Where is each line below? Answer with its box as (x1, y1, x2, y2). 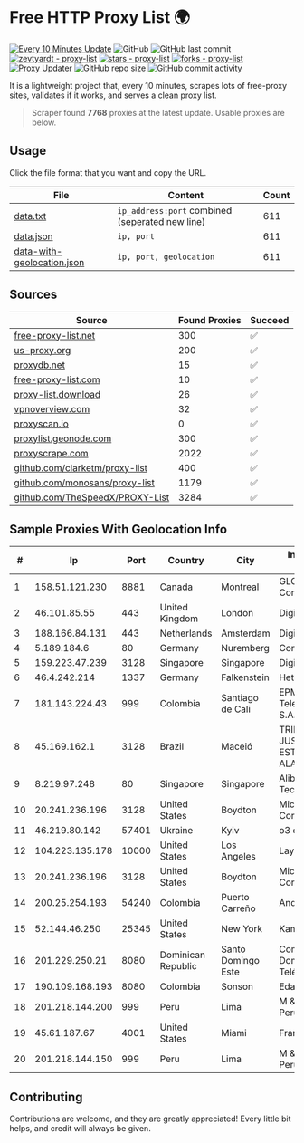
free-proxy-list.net (14, 329, 96, 341)
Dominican (159, 948, 206, 961)
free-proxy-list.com (14, 373, 101, 386)
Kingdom (159, 612, 199, 625)
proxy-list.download (14, 388, 101, 400)
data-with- (14, 245, 63, 257)
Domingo (221, 955, 261, 967)
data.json (14, 230, 53, 243)
